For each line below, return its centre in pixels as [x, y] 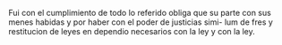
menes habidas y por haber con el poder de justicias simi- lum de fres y [141, 22]
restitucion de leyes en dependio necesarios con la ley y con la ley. [132, 31]
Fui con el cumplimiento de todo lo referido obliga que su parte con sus [140, 13]
